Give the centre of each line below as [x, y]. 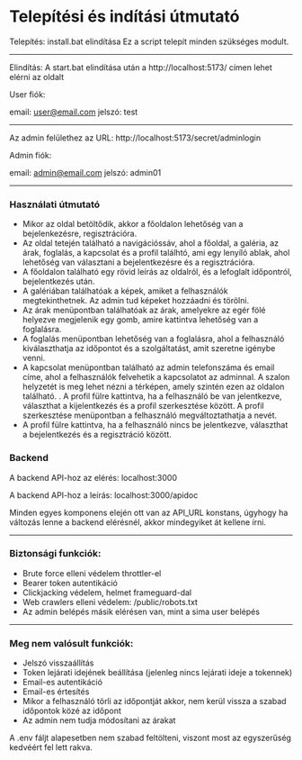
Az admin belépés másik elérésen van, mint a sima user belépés [141, 611]
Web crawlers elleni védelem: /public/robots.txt [110, 602]
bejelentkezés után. [58, 282]
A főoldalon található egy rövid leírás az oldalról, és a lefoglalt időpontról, [157, 272]
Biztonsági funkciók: [55, 554]
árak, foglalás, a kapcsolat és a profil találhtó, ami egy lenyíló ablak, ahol [156, 253]
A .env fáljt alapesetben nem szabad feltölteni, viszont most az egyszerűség [151, 738]
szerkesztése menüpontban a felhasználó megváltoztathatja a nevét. [150, 415]
